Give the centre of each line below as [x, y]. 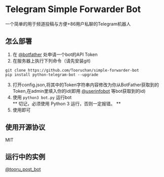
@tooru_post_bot [23, 169]
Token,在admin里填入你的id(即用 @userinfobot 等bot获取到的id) [79, 91]
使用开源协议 [25, 127]
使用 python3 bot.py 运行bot [42, 97]
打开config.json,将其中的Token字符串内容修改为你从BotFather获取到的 [86, 85]
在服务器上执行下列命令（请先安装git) [52, 61]
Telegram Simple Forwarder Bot [73, 9]
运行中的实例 [25, 157]
